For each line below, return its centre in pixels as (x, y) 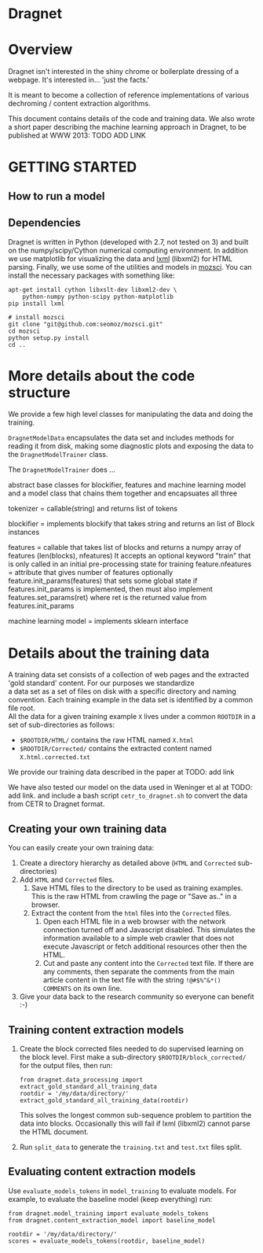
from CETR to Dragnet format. (57, 804)
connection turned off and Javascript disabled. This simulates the (149, 930)
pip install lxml (37, 304)
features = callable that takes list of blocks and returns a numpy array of (125, 547)
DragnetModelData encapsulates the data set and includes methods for (121, 438)
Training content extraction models (96, 1030)
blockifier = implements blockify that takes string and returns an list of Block (131, 524)
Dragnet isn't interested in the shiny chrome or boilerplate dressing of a (124, 72)
